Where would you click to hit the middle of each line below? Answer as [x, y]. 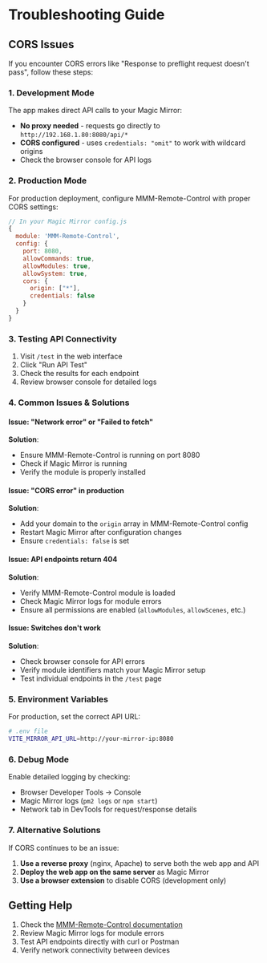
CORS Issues [41, 45]
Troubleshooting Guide [87, 15]
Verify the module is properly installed [83, 472]
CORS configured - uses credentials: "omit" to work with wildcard [133, 143]
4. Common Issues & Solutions [69, 403]
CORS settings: [33, 207]
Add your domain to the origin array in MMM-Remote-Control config [134, 524]
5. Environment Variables [58, 699]
